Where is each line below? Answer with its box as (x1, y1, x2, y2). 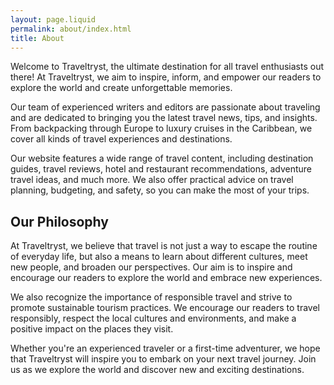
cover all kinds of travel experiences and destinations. (10, 133, 233, 145)
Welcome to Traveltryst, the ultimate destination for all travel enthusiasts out (10, 61, 325, 73)
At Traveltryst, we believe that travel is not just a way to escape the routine (10, 240, 318, 252)
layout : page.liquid (10, 14, 97, 25)
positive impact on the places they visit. (10, 323, 174, 335)
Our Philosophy (10, 213, 109, 230)
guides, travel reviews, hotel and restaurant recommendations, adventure (10, 163, 312, 175)
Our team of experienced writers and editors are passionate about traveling (10, 101, 321, 113)
